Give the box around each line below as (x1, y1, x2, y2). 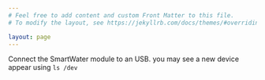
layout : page (8, 33, 51, 41)
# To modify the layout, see (8, 19, 104, 27)
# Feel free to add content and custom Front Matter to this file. (8, 11, 235, 20)
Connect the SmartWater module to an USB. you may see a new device (8, 54, 239, 64)
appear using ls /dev (8, 63, 78, 72)
